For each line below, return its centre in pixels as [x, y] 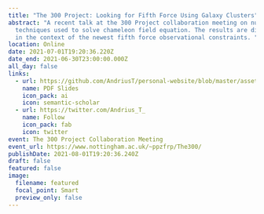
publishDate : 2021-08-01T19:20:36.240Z [73, 154]
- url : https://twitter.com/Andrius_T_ [81, 111]
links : [19, 74]
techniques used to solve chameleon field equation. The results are [131, 30]
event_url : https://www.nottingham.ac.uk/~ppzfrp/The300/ [105, 147]
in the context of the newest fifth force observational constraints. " [137, 37]
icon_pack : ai [45, 96]
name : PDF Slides [51, 88]
